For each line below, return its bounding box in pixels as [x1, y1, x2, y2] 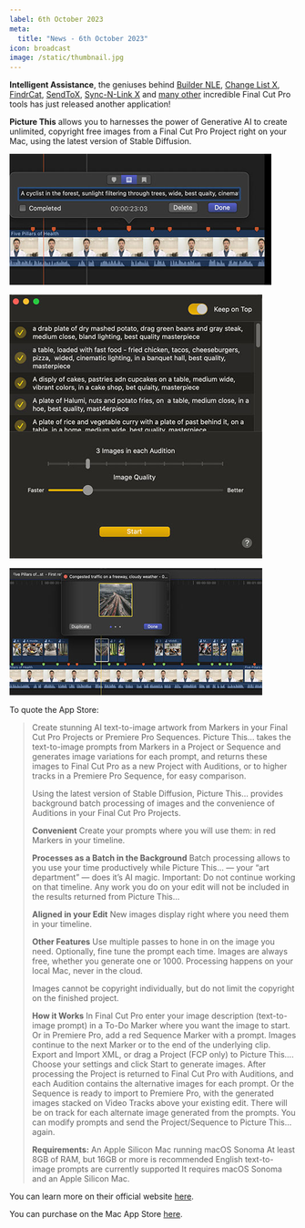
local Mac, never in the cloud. [31, 965, 143, 976]
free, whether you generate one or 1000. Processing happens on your [31, 955, 294, 966]
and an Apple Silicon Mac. [31, 1173, 130, 1184]
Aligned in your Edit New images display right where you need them [31, 909, 290, 920]
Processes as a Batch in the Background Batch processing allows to [31, 852, 290, 863]
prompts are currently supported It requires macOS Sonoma [56, 1163, 282, 1175]
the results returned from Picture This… [31, 892, 180, 903]
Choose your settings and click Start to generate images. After [31, 1058, 267, 1070]
